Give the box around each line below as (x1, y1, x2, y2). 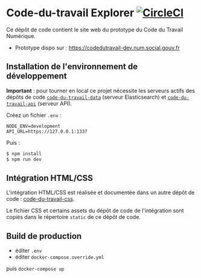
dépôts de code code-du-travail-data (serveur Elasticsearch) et (6, 93, 167, 101)
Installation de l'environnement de (6, 62, 138, 72)
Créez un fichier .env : (6, 112, 62, 119)
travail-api (6, 101, 36, 107)
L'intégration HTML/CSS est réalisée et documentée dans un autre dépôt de (6, 189, 195, 196)
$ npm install (6, 151, 42, 157)
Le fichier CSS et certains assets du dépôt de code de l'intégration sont (6, 207, 184, 214)
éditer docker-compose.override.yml (14, 253, 104, 261)
